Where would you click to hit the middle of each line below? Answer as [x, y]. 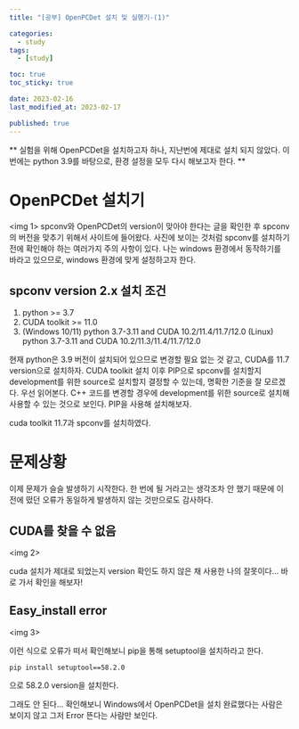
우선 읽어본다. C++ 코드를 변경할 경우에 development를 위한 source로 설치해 [155, 393]
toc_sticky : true [41, 83]
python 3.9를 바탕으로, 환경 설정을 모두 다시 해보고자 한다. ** [139, 160]
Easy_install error [58, 611]
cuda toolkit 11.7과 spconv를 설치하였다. [80, 423]
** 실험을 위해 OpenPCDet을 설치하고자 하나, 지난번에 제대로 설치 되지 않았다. [145, 150]
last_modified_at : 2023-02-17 [65, 107]
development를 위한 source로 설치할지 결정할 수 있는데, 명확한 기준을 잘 [136, 382]
